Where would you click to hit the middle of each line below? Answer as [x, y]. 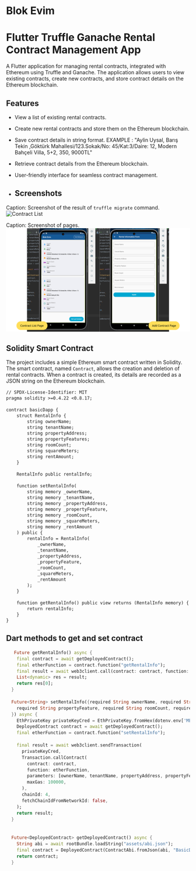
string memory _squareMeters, [64, 521]
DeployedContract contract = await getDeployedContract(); [90, 727]
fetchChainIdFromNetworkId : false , [65, 801]
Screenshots [38, 193]
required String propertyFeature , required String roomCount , [94, 708]
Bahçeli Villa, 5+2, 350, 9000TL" [53, 152]
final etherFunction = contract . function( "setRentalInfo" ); [91, 733]
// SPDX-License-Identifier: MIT [47, 393]
